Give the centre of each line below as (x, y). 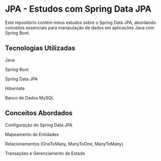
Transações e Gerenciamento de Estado (45, 153)
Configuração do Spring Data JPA (39, 125)
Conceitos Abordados (39, 113)
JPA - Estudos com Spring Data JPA (78, 9)
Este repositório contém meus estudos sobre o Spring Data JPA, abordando (80, 22)
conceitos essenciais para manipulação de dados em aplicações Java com (80, 27)
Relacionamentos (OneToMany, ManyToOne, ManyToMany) (64, 144)
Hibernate (15, 88)
